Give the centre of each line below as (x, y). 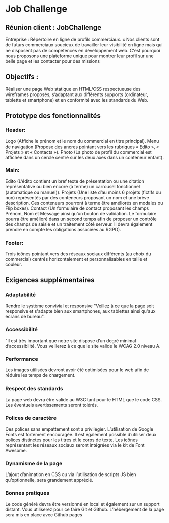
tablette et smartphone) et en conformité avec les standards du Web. (77, 100)
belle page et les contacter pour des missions (52, 61)
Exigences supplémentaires (50, 280)
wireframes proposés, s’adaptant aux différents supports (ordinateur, (77, 94)
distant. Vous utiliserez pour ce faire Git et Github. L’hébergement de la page (85, 509)
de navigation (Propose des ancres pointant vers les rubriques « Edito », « (82, 147)
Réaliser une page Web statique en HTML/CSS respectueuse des (73, 89)
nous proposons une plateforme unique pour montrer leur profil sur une (79, 56)
